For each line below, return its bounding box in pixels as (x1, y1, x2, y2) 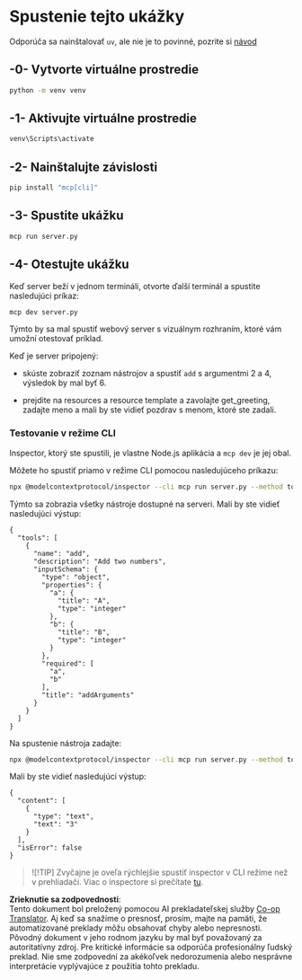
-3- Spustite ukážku (9, 208, 124, 224)
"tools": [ (17, 533, 58, 543)
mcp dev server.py (9, 307, 78, 316)
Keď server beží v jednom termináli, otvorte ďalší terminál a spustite (9, 280, 261, 291)
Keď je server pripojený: (9, 350, 99, 361)
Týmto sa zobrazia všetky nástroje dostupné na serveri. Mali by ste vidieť (9, 499, 280, 509)
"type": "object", (41, 572, 111, 581)
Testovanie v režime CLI (9, 427, 117, 439)
